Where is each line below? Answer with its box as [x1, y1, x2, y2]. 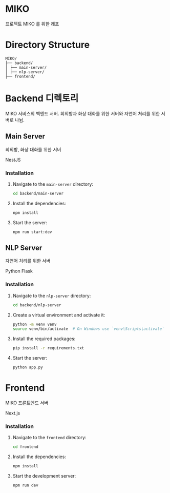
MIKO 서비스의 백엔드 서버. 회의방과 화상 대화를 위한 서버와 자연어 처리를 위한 [5, 110, 160, 116]
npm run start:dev [12, 229, 52, 234]
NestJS [5, 156, 21, 163]
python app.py [12, 365, 43, 370]
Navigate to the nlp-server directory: [12, 292, 91, 299]
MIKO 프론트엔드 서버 [5, 400, 49, 406]
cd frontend [12, 444, 38, 449]
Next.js [5, 410, 20, 416]
